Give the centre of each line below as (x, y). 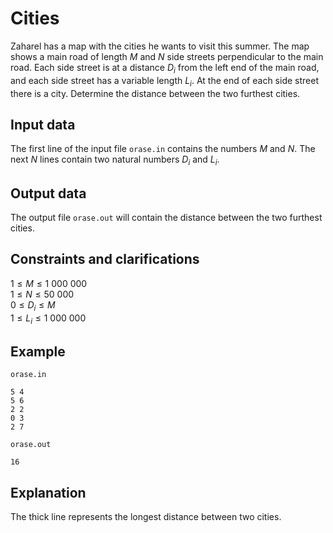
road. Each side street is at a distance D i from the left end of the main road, (165, 68)
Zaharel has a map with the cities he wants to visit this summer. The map (160, 46)
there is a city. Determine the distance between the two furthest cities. (155, 93)
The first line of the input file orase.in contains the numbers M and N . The (163, 149)
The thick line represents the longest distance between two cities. (146, 516)
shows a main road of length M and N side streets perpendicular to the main (167, 56)
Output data (48, 193)
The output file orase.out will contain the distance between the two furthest (166, 217)
